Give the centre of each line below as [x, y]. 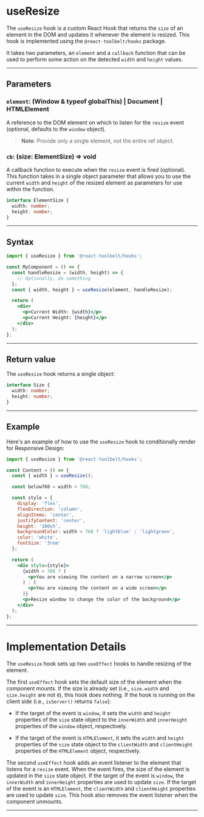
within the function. [30, 189]
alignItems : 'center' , [46, 515]
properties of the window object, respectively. [71, 726]
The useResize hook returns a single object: [61, 374]
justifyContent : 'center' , [51, 520]
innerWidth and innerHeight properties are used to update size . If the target [101, 782]
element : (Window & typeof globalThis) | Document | [84, 102]
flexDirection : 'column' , [50, 509]
